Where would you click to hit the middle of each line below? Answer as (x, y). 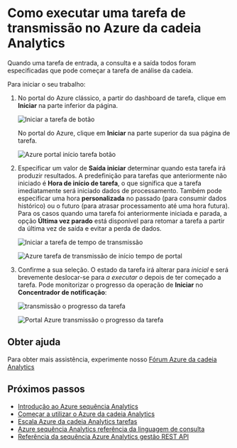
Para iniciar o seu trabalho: (46, 84)
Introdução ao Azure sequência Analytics (78, 406)
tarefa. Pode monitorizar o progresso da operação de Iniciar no (110, 285)
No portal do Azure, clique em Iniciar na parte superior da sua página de (124, 133)
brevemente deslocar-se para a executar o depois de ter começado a (119, 277)
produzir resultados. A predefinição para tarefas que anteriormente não (122, 175)
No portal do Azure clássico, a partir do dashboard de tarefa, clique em (122, 98)
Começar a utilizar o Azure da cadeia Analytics (86, 414)
